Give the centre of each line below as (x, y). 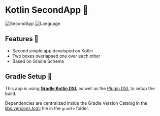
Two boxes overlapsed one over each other (56, 56)
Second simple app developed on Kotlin (52, 50)
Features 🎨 (22, 39)
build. (11, 93)
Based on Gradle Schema (38, 61)
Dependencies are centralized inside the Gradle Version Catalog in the (76, 103)
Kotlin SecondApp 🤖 (47, 10)
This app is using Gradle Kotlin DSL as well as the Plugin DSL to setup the (80, 88)
